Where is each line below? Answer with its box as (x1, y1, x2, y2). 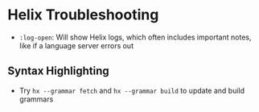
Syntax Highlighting (7, 64, 109, 78)
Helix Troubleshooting (7, 6, 159, 24)
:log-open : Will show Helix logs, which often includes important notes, (18, 32, 252, 42)
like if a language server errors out (18, 40, 134, 50)
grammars (18, 94, 54, 104)
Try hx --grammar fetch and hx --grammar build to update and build (18, 85, 245, 95)
